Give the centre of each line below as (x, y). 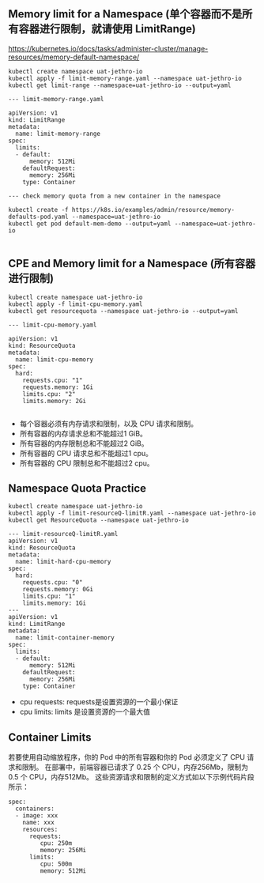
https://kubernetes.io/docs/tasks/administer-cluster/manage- (108, 48)
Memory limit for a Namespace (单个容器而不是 (125, 14)
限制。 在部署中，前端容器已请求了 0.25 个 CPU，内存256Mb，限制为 (135, 767)
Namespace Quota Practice (77, 489)
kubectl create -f (38, 209)
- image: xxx (37, 816)
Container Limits (50, 737)
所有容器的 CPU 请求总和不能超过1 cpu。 (86, 453)
